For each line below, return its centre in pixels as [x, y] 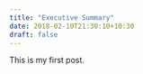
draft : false [34, 34]
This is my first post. [47, 60]
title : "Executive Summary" [62, 18]
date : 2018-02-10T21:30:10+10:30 [72, 26]
